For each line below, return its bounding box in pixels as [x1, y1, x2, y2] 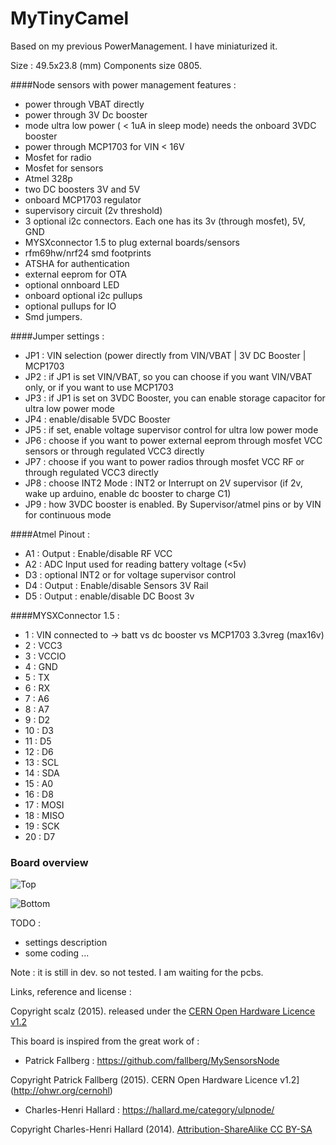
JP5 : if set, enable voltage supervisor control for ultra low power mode [24, 423, 319, 436]
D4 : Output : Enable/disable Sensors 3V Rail [24, 579, 209, 591]
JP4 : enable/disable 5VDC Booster [24, 413, 171, 425]
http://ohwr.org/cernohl [13, 1085, 110, 1097]
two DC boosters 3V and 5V [24, 183, 141, 195]
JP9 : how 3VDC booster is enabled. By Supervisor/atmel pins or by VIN [24, 498, 322, 510]
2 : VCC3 [24, 639, 63, 651]
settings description [24, 937, 108, 949]
